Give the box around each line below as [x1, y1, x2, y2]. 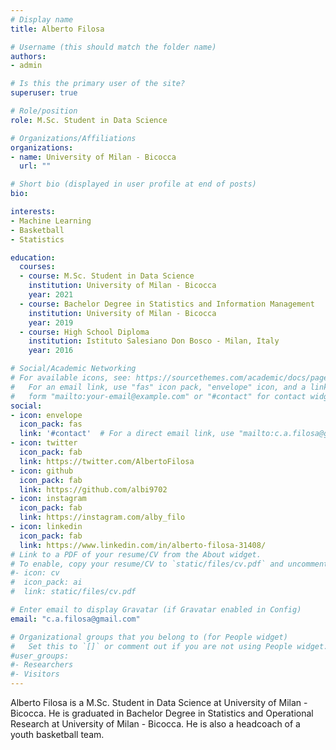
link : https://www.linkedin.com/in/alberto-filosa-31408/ [19, 540, 267, 550]
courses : [19, 262, 56, 272]
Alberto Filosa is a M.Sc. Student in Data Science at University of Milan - [10, 697, 308, 708]
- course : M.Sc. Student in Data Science [19, 271, 195, 281]
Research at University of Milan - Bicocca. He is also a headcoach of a [10, 718, 301, 730]
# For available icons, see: [10, 373, 132, 383]
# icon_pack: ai [10, 577, 83, 588]
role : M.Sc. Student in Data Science [10, 115, 168, 125]
